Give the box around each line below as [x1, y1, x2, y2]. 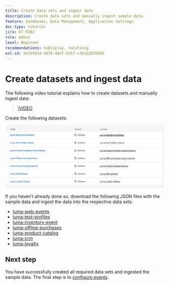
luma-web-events [12, 209, 50, 215]
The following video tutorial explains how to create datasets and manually [5, 90, 157, 96]
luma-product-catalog [12, 230, 59, 236]
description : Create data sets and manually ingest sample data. [5, 13, 145, 19]
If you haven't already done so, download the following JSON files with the [5, 194, 160, 200]
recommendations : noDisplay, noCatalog [5, 45, 89, 51]
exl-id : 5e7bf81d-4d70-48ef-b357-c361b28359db [5, 51, 105, 56]
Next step [5, 255, 37, 264]
